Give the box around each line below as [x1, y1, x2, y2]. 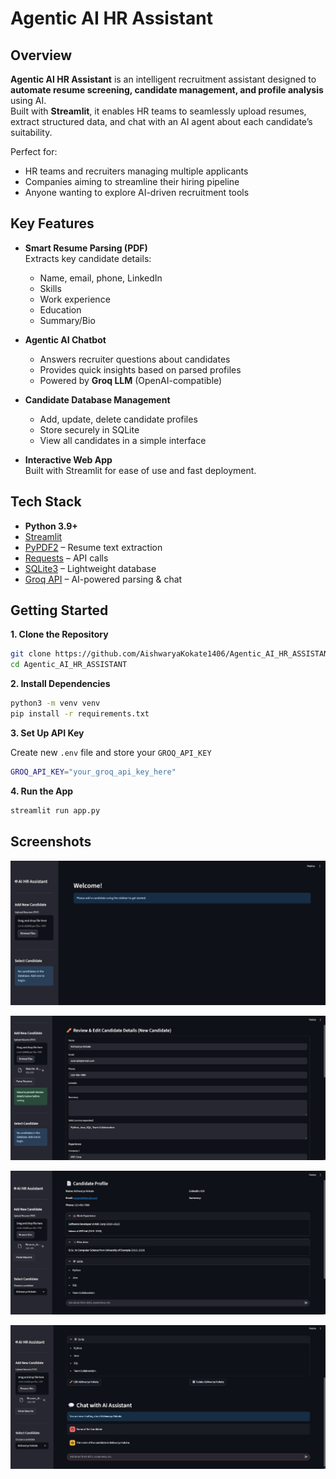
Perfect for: [10, 146, 58, 157]
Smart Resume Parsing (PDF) [24, 242, 148, 254]
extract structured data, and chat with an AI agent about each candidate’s [10, 116, 313, 127]
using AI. [10, 95, 47, 106]
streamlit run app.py [10, 805, 101, 816]
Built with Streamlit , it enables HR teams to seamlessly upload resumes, [10, 105, 307, 117]
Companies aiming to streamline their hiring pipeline [24, 176, 240, 187]
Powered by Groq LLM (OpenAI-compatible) [39, 374, 223, 386]
